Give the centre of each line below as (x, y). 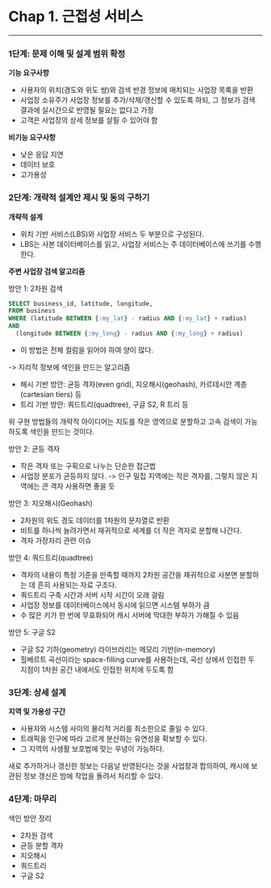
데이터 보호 (38, 165)
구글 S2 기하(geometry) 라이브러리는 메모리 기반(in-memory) (118, 649)
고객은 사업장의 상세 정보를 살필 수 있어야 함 (89, 120)
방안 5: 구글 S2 (32, 632)
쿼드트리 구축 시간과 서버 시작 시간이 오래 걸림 (92, 594)
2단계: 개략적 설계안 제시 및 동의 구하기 (79, 198)
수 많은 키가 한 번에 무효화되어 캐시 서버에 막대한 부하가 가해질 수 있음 (129, 615)
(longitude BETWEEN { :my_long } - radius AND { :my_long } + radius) (129, 334)
